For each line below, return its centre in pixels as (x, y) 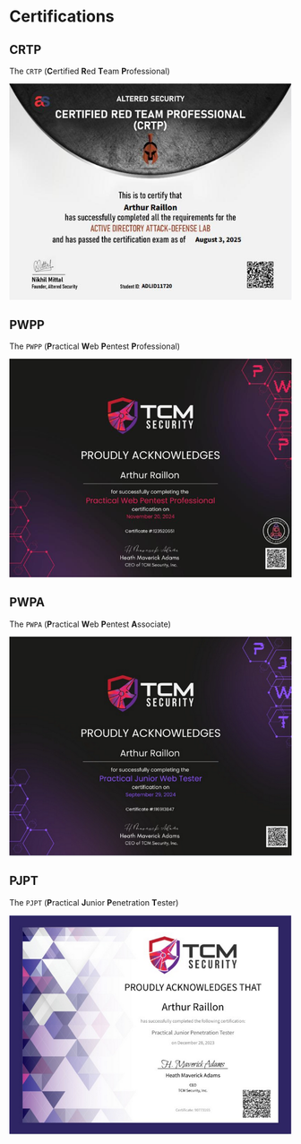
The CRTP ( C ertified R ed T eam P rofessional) (90, 71)
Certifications (62, 17)
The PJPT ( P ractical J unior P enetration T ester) (94, 902)
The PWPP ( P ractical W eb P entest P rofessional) (95, 346)
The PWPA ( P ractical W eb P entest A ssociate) (90, 624)
